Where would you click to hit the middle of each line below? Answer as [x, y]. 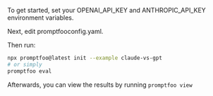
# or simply [25, 64]
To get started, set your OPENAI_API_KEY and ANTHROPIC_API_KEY [107, 10]
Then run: [22, 45]
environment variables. [41, 18]
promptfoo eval [30, 71]
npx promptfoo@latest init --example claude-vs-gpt [85, 58]
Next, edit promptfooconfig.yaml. [55, 31]
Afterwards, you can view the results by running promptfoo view [100, 85]
